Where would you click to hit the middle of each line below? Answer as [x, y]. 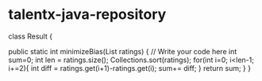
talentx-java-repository [87, 15]
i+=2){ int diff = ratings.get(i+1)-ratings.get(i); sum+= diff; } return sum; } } [130, 68]
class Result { [31, 36]
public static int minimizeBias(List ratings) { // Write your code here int [123, 51]
